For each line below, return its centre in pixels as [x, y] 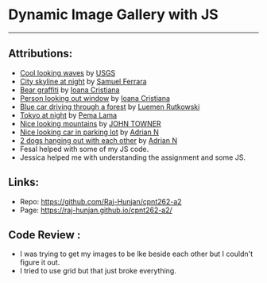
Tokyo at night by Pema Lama [68, 115]
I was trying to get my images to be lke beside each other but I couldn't [136, 254]
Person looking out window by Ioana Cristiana [95, 98]
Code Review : [44, 235]
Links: [24, 182]
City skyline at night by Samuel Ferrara [83, 81]
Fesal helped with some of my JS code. [84, 149]
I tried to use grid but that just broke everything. [98, 271]
